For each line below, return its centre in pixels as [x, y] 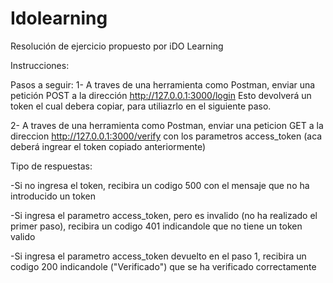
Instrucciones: [40, 65]
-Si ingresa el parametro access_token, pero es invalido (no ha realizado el [164, 215]
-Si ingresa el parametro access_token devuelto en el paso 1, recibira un [158, 256]
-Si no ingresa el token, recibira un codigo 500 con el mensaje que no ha [160, 185]
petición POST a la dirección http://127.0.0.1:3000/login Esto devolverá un [161, 95]
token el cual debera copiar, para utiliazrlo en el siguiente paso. [141, 106]
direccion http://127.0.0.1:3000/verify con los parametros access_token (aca [166, 136]
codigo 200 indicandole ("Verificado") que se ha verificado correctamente [163, 266]
